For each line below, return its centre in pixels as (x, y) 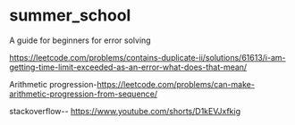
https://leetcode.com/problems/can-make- (176, 84)
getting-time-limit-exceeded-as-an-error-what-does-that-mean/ (128, 67)
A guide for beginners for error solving (80, 40)
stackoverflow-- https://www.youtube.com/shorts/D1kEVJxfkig (125, 111)
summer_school (70, 16)
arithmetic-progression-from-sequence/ (84, 94)
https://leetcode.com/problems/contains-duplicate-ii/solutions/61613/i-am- (147, 57)
